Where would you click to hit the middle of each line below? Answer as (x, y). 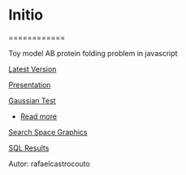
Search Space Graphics (48, 132)
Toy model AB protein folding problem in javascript (93, 53)
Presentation (30, 85)
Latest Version (32, 69)
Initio (26, 15)
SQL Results (29, 147)
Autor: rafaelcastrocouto (50, 164)
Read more (39, 116)
